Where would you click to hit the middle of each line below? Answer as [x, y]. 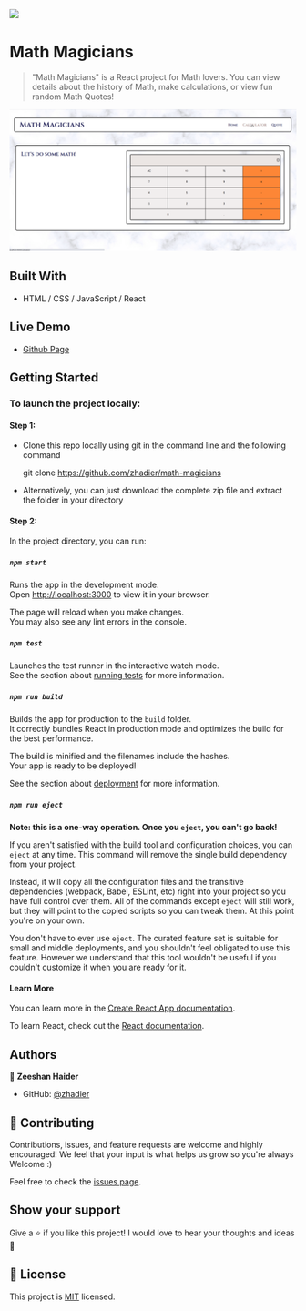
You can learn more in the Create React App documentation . [122, 1008]
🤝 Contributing [52, 1123]
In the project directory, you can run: [78, 541]
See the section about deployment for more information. [115, 784]
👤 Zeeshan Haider [44, 1077]
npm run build [36, 696]
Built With [38, 276]
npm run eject [36, 805]
